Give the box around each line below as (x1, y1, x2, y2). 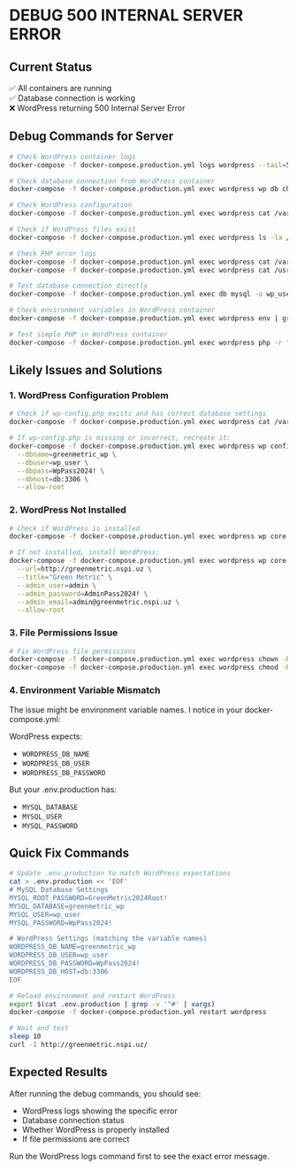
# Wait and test (9, 1024, 69, 1033)
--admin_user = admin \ (17, 581, 97, 589)
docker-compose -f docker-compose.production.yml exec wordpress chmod (9, 663, 278, 673)
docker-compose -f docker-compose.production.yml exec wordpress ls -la (9, 233, 283, 242)
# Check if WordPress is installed (9, 524, 141, 533)
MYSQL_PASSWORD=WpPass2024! (9, 918, 113, 928)
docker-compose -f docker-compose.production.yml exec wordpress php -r (9, 338, 283, 347)
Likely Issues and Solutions (9, 363, 164, 378)
